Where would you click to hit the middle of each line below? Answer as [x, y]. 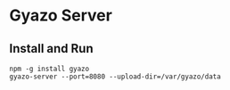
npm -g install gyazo [49, 69]
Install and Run [51, 49]
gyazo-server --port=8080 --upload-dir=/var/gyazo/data [115, 77]
